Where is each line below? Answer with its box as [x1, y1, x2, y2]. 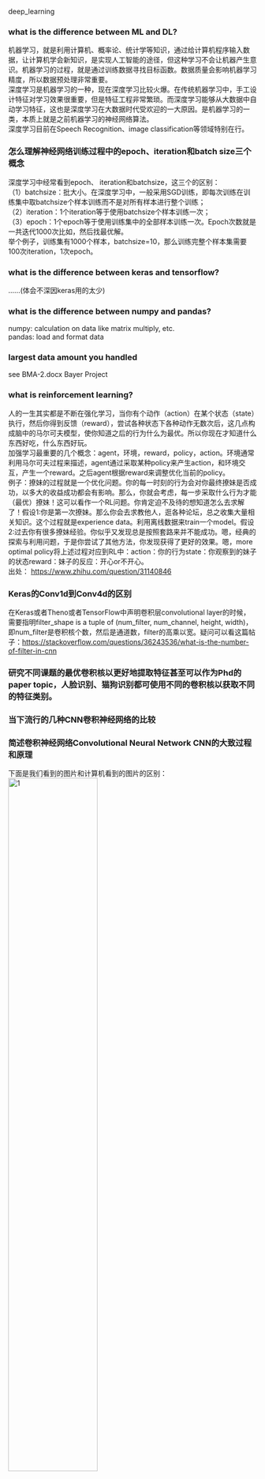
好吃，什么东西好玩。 [21, 438, 91, 447]
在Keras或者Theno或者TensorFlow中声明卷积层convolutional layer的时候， [8, 608, 251, 617]
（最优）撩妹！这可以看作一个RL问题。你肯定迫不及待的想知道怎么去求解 [8, 497, 244, 506]
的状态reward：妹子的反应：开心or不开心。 [8, 556, 148, 566]
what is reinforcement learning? [8, 390, 134, 401]
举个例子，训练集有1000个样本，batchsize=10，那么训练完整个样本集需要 [8, 236, 247, 246]
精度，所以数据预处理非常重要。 [8, 75, 112, 85]
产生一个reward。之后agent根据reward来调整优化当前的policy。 [21, 468, 230, 477]
